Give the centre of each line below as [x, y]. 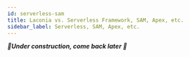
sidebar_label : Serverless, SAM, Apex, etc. [74, 26]
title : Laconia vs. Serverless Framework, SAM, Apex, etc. [96, 20]
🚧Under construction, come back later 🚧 [67, 47]
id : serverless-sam [36, 14]
